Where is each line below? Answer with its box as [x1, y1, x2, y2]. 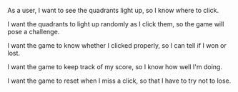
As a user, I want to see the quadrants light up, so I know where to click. [7, 6, 219, 14]
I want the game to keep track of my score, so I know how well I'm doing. [7, 63, 223, 71]
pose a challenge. [7, 28, 60, 36]
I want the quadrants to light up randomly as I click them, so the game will [7, 20, 224, 28]
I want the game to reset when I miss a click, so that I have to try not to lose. [7, 76, 232, 85]
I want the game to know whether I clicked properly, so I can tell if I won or [7, 41, 227, 49]
